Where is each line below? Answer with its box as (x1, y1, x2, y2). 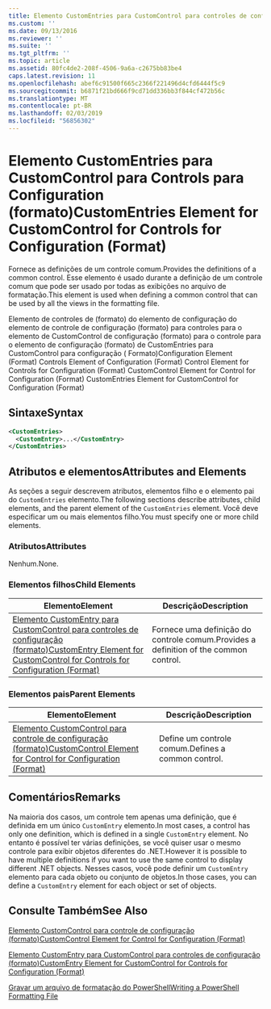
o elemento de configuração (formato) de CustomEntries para (8, 340, 214, 350)
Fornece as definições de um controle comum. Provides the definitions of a (8, 264, 256, 274)
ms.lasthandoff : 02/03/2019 (8, 110, 103, 118)
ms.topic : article (8, 57, 70, 65)
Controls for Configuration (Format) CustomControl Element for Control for (8, 365, 256, 375)
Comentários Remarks (8, 790, 121, 804)
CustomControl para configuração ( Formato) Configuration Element (8, 348, 233, 358)
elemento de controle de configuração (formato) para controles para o (8, 322, 243, 332)
